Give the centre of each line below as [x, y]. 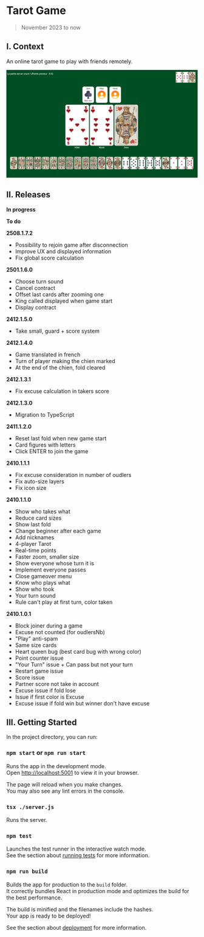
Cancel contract [35, 288]
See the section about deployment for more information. [76, 927]
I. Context [25, 47]
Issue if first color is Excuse [49, 697]
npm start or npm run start [46, 753]
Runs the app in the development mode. [56, 766]
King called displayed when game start [64, 301]
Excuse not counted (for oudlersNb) [60, 632]
